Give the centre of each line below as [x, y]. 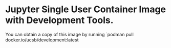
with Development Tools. [59, 20]
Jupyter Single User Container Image [86, 9]
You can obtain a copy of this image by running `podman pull [70, 34]
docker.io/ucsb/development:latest [42, 40]
